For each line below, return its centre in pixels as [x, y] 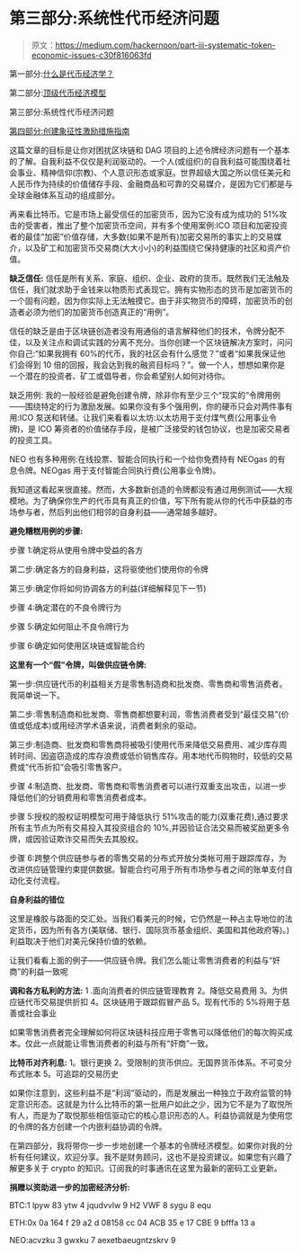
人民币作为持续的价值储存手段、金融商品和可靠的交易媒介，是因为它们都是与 [151, 183]
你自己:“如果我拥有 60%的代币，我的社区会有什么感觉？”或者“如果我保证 [144, 353]
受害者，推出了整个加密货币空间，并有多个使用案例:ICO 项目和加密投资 [156, 225]
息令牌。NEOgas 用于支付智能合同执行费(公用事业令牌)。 [115, 470]
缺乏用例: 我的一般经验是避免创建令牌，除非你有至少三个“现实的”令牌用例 [145, 395]
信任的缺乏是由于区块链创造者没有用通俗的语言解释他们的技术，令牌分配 [143, 331]
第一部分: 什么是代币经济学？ [62, 74]
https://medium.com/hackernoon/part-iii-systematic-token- [165, 45]
